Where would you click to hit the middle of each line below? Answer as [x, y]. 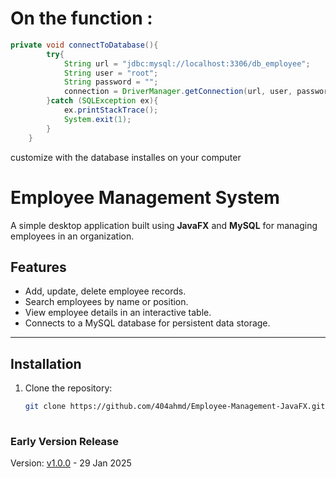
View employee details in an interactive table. [118, 313]
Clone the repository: [68, 388]
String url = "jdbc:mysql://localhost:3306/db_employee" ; [187, 63]
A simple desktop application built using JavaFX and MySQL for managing [164, 225]
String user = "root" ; [111, 73]
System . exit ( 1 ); [97, 119]
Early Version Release [65, 441]
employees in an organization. [72, 236]
